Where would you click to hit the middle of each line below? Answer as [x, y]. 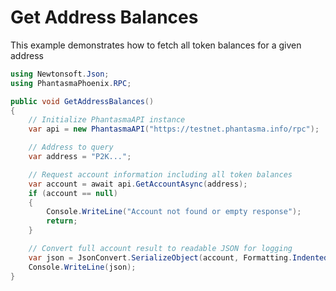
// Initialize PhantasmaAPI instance [107, 120]
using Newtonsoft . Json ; [60, 74]
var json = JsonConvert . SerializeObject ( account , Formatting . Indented [178, 257]
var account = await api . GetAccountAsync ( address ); [138, 184]
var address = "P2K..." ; [80, 157]
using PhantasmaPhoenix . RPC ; [71, 83]
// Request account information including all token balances [160, 174]
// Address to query [71, 147]
